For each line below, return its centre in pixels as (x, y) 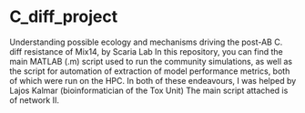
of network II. (34, 100)
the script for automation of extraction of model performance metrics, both (150, 71)
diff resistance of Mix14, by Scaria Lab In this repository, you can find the (147, 51)
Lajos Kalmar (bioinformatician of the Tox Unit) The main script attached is (149, 90)
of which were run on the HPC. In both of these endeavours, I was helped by (153, 80)
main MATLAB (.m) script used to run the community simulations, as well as (151, 61)
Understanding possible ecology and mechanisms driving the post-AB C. (146, 42)
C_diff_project (64, 17)
